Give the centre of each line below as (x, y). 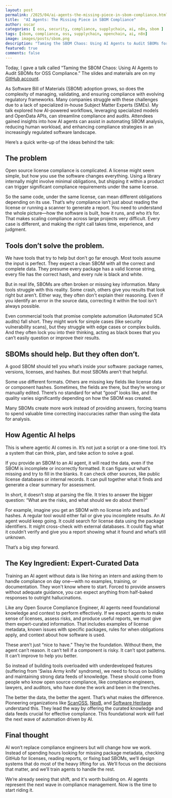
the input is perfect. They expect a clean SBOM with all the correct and (80, 264)
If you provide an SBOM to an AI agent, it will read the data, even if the (79, 463)
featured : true (21, 48)
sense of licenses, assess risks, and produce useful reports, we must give (83, 618)
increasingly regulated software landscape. (51, 132)
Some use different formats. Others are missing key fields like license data (84, 382)
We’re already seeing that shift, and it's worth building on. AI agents (77, 779)
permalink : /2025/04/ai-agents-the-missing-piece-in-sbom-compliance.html (87, 15)
